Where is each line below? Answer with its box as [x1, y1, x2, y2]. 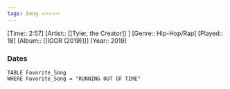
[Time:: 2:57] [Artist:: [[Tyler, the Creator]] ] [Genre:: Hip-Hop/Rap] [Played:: [7, 29, 224, 37]
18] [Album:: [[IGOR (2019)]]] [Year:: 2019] [7, 36, 127, 45]
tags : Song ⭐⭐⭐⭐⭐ [7, 10, 60, 17]
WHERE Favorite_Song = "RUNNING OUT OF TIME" [7, 75, 141, 82]
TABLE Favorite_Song [7, 69, 67, 76]
